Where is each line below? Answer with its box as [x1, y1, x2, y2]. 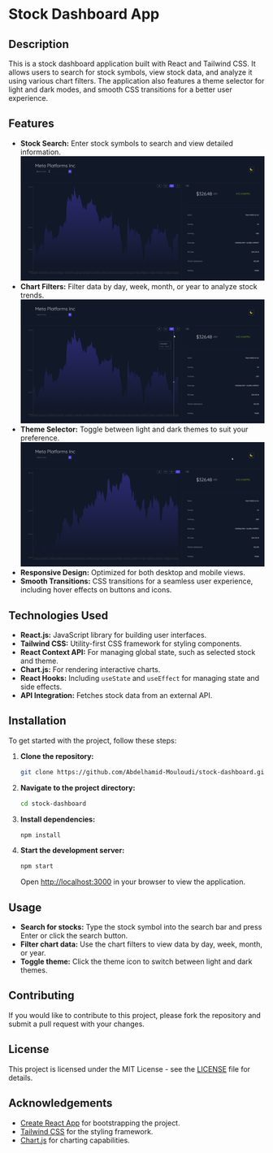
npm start [19, 862, 54, 870]
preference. [19, 433, 60, 443]
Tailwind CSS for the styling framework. [19, 1126, 154, 1136]
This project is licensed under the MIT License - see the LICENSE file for [8, 1064, 250, 1073]
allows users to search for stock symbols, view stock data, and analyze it [8, 67, 253, 77]
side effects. [19, 682, 63, 691]
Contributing [8, 989, 75, 1003]
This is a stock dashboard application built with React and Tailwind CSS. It [8, 59, 256, 68]
